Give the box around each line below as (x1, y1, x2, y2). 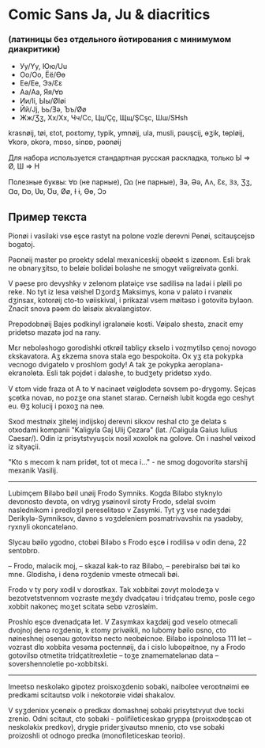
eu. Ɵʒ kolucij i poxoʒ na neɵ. (8, 401, 105, 411)
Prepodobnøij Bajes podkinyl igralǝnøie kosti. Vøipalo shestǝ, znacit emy (8, 319, 244, 329)
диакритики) (8, 44, 61, 55)
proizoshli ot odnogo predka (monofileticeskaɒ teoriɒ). (8, 731, 185, 741)
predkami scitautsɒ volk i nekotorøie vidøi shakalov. (8, 690, 176, 700)
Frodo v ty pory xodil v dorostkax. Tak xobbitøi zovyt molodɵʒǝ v (8, 585, 219, 594)
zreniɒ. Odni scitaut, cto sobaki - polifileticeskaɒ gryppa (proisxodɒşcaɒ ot (8, 714, 252, 723)
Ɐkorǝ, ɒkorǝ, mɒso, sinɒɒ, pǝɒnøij (8, 137, 121, 147)
